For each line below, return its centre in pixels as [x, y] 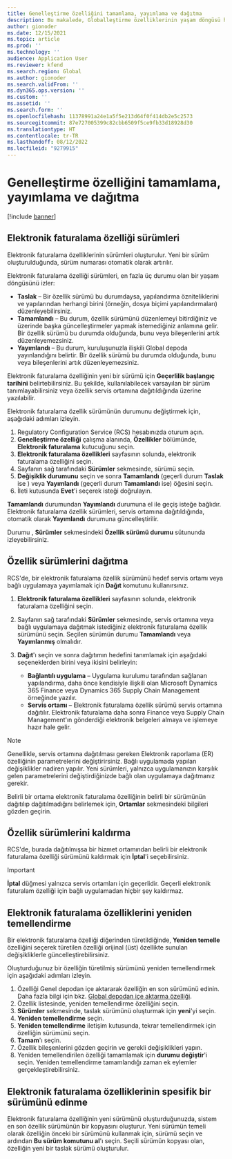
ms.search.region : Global [44, 71]
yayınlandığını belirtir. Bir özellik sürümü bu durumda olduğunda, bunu [116, 355]
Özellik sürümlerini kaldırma [69, 832]
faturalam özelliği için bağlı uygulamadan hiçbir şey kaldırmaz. [96, 891]
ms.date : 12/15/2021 [37, 33]
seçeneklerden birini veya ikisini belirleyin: [77, 662]
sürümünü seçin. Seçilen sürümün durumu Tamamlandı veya [104, 634]
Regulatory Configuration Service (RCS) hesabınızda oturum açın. [110, 432]
